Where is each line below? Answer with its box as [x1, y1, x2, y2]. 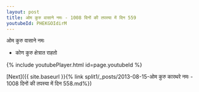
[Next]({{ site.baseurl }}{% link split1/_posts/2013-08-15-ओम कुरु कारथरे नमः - [6, 73, 193, 80]
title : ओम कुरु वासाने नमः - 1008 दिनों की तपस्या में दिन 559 [6, 15, 137, 21]
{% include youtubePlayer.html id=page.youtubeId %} [6, 62, 143, 69]
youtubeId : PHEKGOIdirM [6, 20, 67, 26]
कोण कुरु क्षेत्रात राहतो [15, 49, 58, 57]
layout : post [6, 9, 40, 15]
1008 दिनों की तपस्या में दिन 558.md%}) [6, 80, 92, 87]
